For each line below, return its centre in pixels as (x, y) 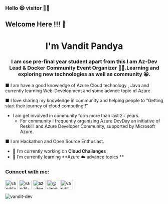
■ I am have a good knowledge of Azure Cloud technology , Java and (77, 85)
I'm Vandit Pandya (84, 46)
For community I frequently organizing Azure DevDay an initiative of (90, 121)
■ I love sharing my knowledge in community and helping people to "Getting (84, 100)
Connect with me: (27, 172)
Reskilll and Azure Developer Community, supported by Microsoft (88, 126)
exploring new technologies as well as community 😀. (84, 74)
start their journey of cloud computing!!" (47, 106)
